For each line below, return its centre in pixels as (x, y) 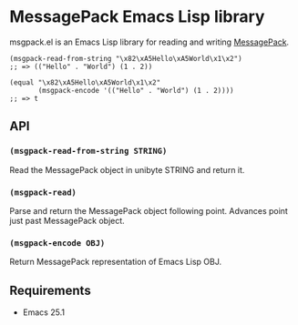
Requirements (50, 290)
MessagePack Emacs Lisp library (137, 17)
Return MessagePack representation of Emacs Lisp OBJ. (116, 262)
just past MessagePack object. (67, 220)
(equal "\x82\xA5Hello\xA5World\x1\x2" (85, 82)
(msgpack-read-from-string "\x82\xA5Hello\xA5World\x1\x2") (126, 58)
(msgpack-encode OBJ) (57, 243)
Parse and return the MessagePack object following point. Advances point (149, 210)
